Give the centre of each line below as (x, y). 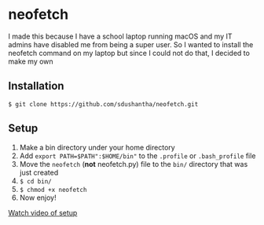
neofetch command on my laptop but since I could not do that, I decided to (129, 53)
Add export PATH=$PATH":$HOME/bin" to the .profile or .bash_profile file (137, 156)
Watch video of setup (43, 212)
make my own (31, 61)
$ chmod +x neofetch (53, 190)
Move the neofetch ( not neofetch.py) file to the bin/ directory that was (134, 164)
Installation (36, 86)
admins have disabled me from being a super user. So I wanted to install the (131, 44)
